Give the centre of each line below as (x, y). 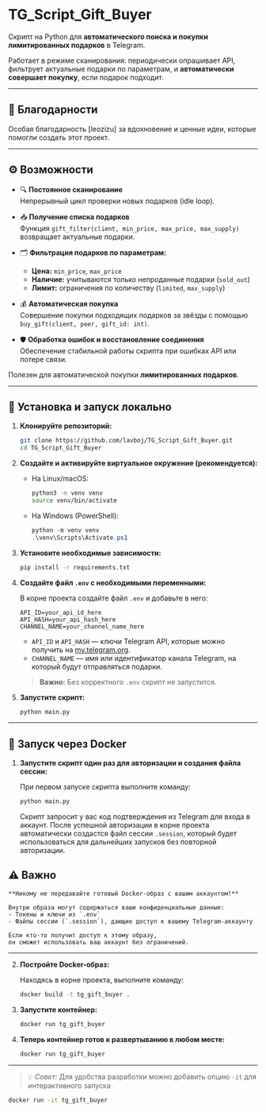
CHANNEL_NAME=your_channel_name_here (82, 626)
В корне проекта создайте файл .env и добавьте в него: (114, 598)
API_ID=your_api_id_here (61, 612)
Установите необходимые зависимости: (90, 553)
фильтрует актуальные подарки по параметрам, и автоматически (121, 68)
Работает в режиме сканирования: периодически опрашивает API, (122, 60)
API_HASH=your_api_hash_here (68, 620)
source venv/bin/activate (74, 500)
